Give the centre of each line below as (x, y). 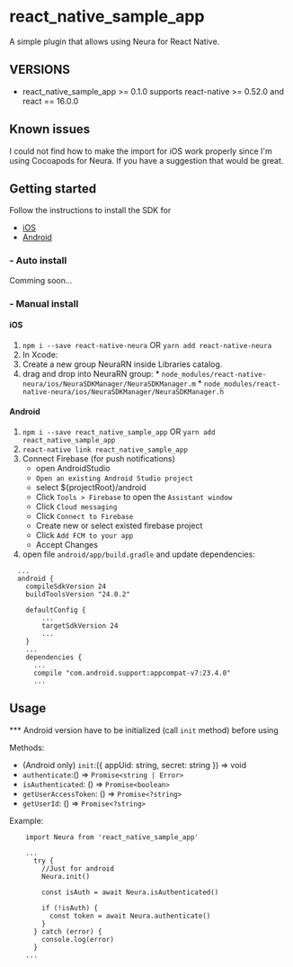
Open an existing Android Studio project (114, 479)
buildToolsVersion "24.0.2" (78, 595)
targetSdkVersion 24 (80, 626)
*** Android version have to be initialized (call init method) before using (144, 730)
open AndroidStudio (73, 468)
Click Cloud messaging (76, 506)
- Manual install (44, 303)
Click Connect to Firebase (84, 516)
